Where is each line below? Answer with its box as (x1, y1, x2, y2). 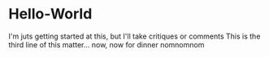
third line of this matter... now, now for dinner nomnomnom (8, 39, 205, 49)
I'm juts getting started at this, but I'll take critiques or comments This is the (8, 31, 261, 41)
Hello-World (8, 5, 93, 23)
